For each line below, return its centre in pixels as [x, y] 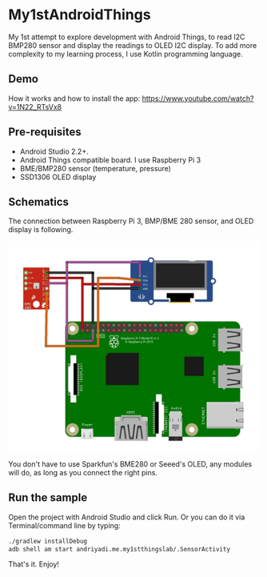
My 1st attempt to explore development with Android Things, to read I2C [127, 37]
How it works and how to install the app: [74, 98]
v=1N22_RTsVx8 [35, 106]
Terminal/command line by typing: [65, 525]
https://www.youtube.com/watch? [198, 98]
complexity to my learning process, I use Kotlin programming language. [126, 54]
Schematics [39, 202]
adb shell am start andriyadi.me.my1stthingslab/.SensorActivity [119, 549]
